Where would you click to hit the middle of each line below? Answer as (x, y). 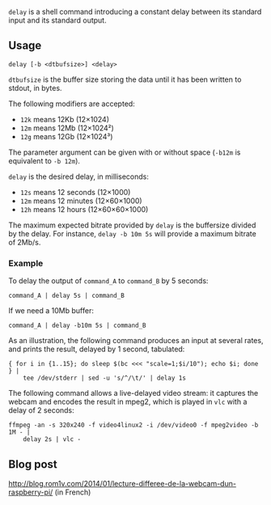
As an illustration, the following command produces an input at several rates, (136, 341)
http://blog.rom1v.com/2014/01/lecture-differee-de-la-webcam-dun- (123, 483)
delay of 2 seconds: (41, 410)
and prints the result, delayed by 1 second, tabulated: (97, 349)
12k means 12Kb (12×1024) (64, 119)
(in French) (73, 492)
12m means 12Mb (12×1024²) (67, 128)
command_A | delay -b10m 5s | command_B (78, 326)
